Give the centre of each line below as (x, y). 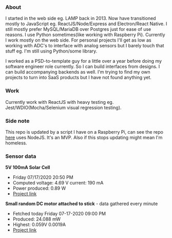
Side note (17, 121)
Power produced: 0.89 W (39, 188)
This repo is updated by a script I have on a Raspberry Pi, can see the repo (84, 132)
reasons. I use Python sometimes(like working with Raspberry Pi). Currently (85, 35)
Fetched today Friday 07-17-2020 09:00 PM (59, 214)
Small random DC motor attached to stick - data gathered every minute (82, 204)
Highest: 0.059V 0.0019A (39, 225)
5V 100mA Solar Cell (28, 168)
